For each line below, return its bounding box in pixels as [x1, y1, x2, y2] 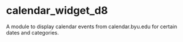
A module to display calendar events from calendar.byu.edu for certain [6, 23, 178, 30]
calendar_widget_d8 [6, 4, 108, 17]
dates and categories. [6, 29, 59, 36]
